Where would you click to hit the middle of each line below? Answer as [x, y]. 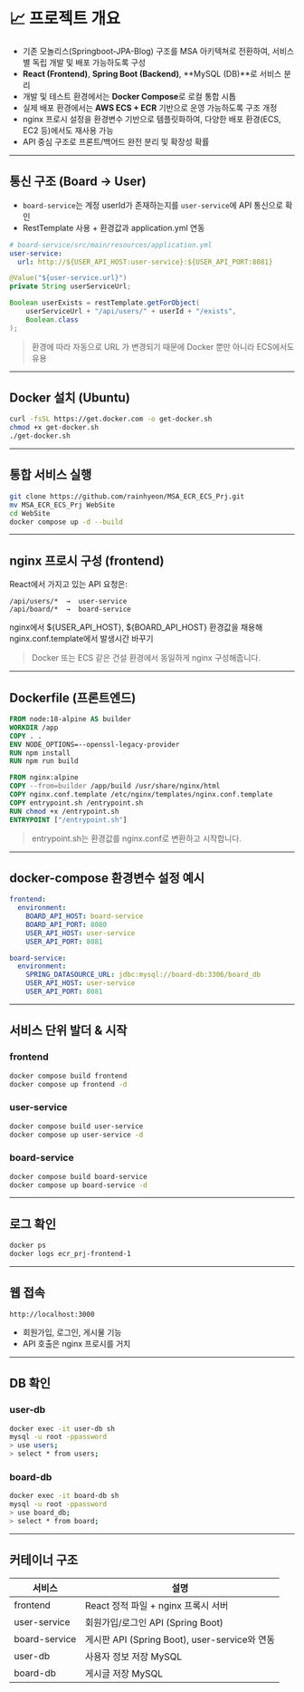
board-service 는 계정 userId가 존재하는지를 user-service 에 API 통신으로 [152, 205]
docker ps [28, 1246]
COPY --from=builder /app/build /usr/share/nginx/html [115, 786]
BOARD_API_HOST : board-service [85, 916]
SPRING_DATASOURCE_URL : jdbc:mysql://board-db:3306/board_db [143, 975]
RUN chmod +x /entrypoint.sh [64, 811]
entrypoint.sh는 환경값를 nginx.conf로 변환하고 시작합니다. [137, 838]
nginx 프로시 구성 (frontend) [87, 561]
